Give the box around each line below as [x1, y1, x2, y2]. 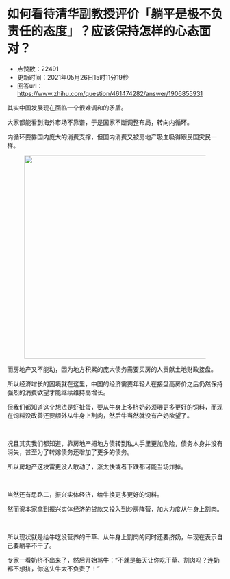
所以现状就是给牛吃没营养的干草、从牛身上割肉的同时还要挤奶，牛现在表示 [7, 532, 217, 541]
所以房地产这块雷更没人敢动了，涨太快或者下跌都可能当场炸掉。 [7, 462, 187, 471]
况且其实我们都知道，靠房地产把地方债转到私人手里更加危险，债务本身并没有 [7, 439, 223, 447]
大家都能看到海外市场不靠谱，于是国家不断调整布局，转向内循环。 [7, 118, 193, 126]
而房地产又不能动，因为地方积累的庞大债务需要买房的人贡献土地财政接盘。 [7, 365, 217, 373]
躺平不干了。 [18, 541, 55, 550]
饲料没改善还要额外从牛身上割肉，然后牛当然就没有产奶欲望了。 [12, 411, 193, 419]
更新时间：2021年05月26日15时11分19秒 [16, 73, 129, 81]
